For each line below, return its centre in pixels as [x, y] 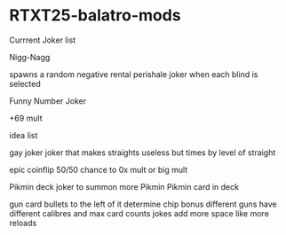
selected [25, 83]
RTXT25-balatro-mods [95, 16]
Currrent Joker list [43, 40]
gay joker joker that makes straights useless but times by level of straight [143, 153]
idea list [24, 135]
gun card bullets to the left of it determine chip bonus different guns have [143, 204]
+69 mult [26, 118]
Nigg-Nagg [30, 57]
